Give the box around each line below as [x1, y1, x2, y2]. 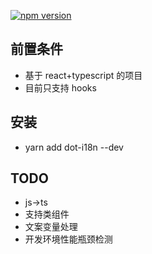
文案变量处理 [24, 221, 78, 233]
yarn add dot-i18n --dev [24, 141, 124, 153]
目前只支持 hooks [24, 81, 97, 94]
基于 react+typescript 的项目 [24, 69, 143, 81]
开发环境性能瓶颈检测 [24, 233, 113, 245]
